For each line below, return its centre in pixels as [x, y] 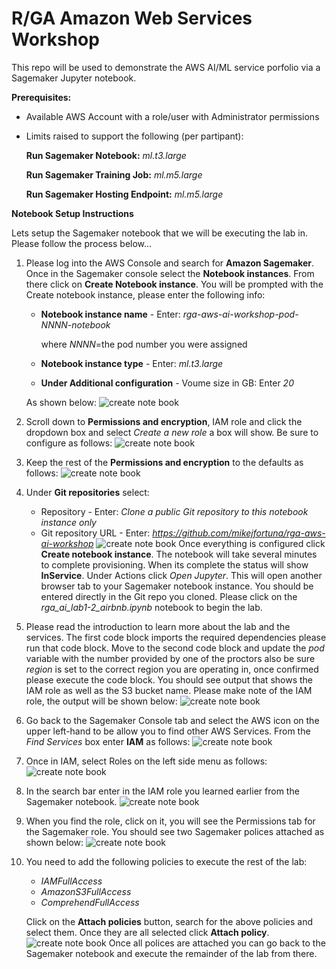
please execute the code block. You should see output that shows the [169, 679]
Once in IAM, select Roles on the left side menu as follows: [146, 761]
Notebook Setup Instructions [72, 213]
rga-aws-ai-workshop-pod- [240, 314]
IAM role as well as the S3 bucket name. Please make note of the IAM [169, 690]
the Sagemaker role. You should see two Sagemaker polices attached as [175, 831]
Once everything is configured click [252, 543]
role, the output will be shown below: [101, 701]
